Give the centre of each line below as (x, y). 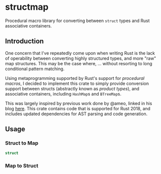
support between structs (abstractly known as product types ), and (72, 88)
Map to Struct (22, 166)
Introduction (25, 41)
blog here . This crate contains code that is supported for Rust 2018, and (78, 108)
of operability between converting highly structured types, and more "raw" (80, 58)
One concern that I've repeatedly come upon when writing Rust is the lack (80, 53)
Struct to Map (22, 143)
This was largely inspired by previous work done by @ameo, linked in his (79, 103)
